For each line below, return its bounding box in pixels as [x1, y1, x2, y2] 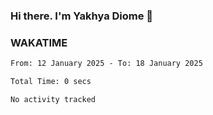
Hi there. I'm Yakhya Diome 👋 [10, 9, 154, 23]
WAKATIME [10, 35, 68, 49]
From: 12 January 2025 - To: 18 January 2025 [10, 59, 203, 69]
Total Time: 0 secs [10, 77, 92, 87]
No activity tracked [10, 94, 97, 104]
